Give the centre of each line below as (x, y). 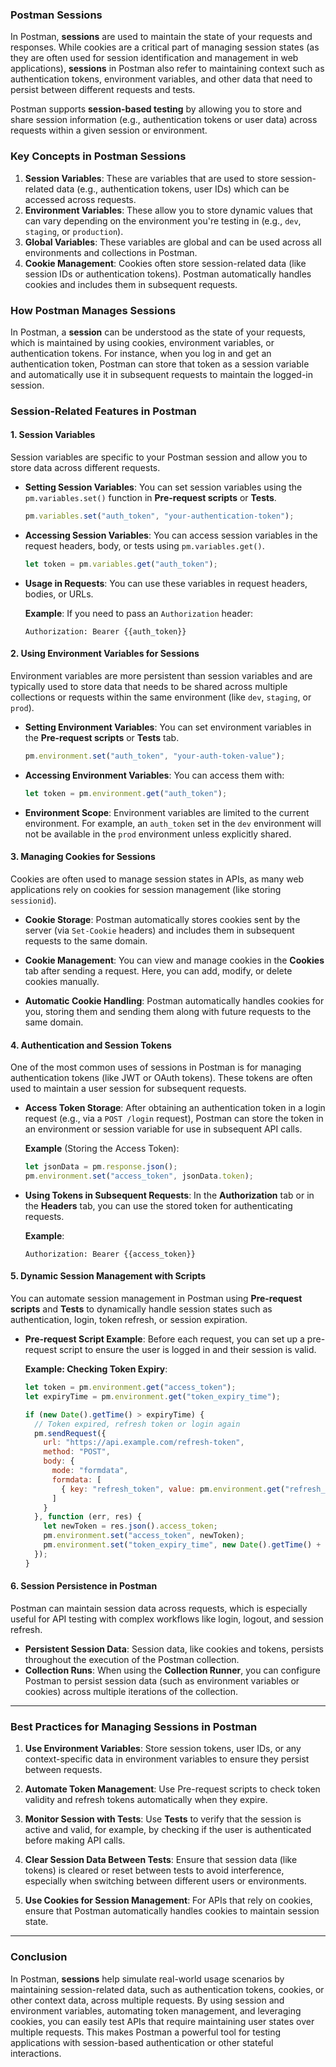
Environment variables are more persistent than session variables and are (161, 675)
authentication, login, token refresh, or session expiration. (129, 1320)
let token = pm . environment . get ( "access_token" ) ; (130, 1388)
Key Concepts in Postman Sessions (98, 156)
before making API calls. (75, 1840)
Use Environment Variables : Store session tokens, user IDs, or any (163, 1749)
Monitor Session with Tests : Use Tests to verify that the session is (163, 1819)
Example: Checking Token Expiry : (96, 1369)
